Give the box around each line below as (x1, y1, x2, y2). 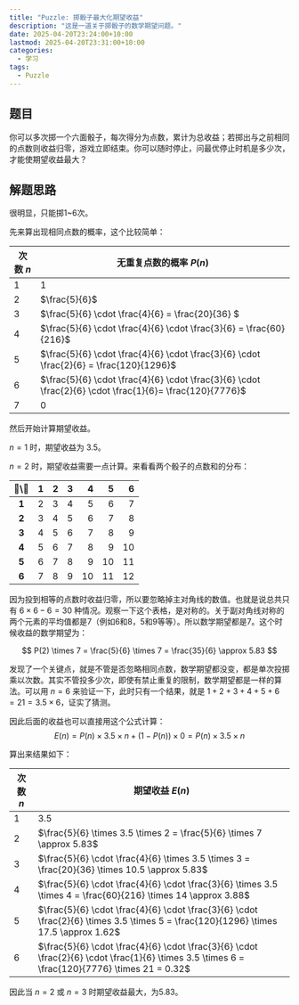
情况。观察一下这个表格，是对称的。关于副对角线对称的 (81, 605, 285, 616)
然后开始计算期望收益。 (9, 423, 95, 434)
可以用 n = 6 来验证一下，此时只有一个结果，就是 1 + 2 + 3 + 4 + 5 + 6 (24, 686, 280, 697)
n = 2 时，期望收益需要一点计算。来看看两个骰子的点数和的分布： (9, 461, 250, 472)
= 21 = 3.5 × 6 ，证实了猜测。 (9, 697, 116, 708)
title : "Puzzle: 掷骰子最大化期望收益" (9, 12, 144, 22)
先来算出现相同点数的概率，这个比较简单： (9, 226, 166, 237)
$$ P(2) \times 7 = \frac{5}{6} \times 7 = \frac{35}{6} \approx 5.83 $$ (21, 645, 278, 656)
